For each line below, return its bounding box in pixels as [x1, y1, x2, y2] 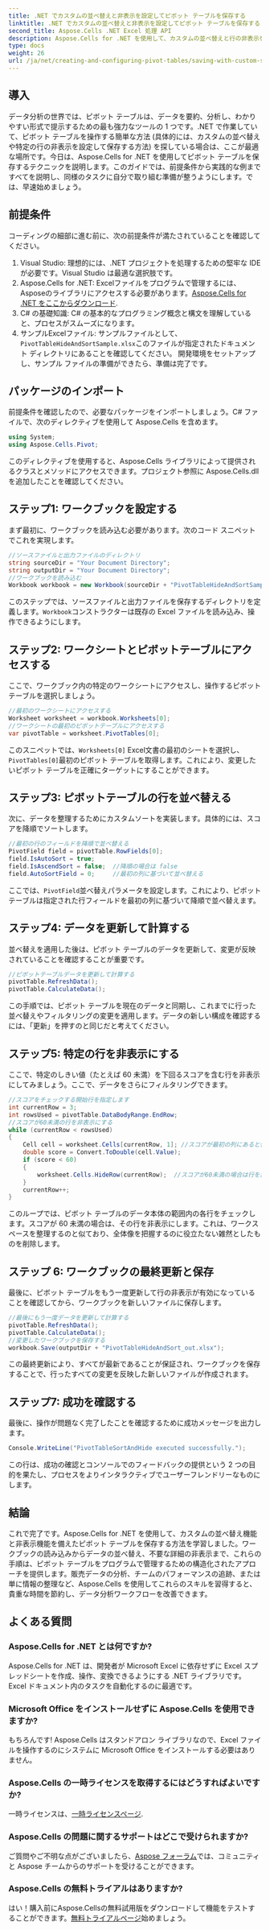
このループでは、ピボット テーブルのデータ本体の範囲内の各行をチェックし [8, 1209, 256, 1218]
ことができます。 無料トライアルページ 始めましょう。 [14, 1913, 190, 1923]
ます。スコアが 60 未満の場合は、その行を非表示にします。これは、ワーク [8, 1219, 252, 1229]
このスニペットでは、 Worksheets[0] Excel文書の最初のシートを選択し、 [8, 745, 244, 754]
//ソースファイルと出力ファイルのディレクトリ [8, 551, 141, 560]
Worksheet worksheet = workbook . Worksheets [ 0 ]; [8, 714, 171, 722]
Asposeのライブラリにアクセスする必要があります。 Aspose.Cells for [19, 287, 247, 298]
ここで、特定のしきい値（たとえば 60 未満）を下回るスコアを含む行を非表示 [8, 1070, 260, 1079]
